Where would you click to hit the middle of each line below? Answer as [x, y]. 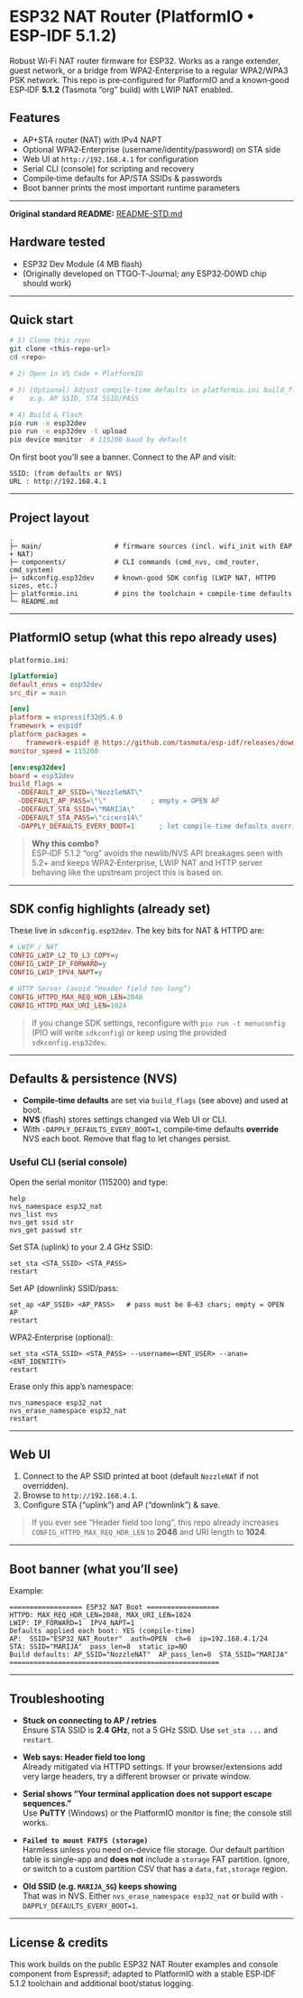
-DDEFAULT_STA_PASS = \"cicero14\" [80, 818]
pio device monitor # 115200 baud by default [98, 440]
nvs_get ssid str [42, 1222]
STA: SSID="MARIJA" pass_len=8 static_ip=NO [98, 1647]
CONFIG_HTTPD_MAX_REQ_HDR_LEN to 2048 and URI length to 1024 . [149, 1532]
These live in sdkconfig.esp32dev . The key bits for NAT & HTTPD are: [137, 931]
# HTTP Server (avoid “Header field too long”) [101, 989]
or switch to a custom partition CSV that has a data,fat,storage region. [155, 1869]
